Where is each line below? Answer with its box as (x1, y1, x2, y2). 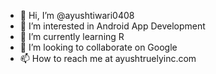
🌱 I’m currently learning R (19, 31, 125, 42)
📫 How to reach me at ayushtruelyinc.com (19, 53, 197, 64)
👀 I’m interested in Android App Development (19, 20, 206, 32)
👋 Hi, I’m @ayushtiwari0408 (19, 10, 135, 21)
